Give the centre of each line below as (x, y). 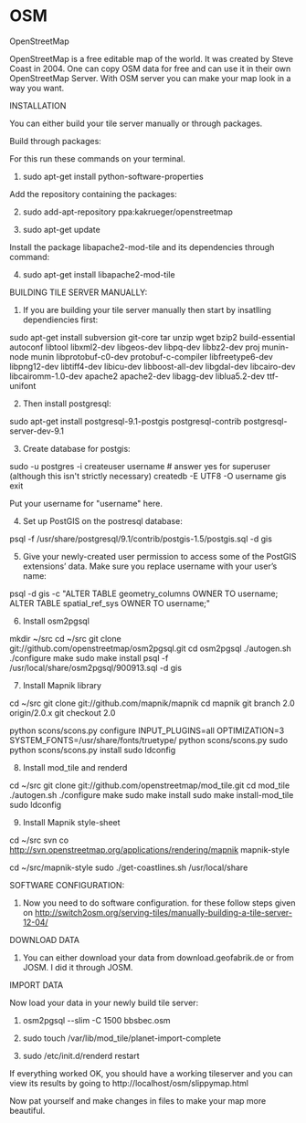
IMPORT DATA (37, 985)
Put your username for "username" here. (86, 503)
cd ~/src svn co (39, 840)
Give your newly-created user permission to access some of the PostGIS (159, 556)
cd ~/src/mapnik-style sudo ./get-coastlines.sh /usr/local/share (129, 867)
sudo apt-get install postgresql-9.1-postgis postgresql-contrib (126, 421)
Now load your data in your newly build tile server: (104, 1002)
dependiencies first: (60, 320)
